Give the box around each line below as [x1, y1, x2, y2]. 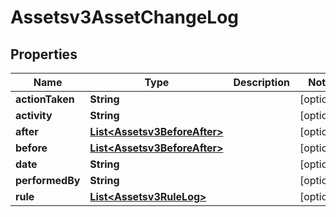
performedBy [15, 174, 81, 187]
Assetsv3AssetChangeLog [10, 6, 240, 29]
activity [15, 109, 53, 122]
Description [233, 76, 290, 89]
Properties [10, 46, 78, 63]
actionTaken [15, 92, 75, 106]
